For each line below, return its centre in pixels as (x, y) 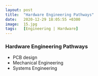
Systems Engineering (35, 68)
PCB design (25, 58)
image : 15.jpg (21, 24)
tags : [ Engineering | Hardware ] (42, 29)
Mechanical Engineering (38, 63)
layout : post (19, 10)
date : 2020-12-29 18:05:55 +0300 (43, 19)
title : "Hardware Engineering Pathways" (50, 15)
